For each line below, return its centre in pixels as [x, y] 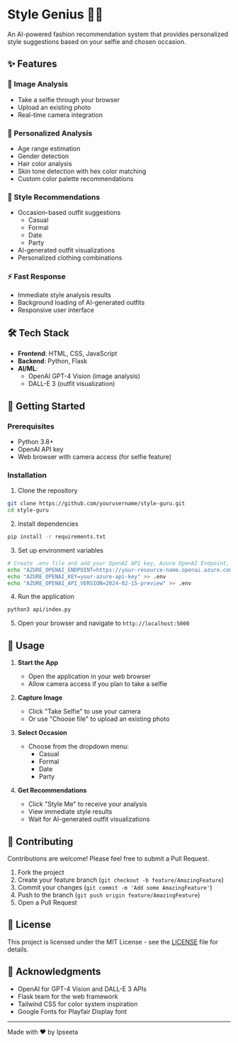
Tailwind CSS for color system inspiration [78, 1004]
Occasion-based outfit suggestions [69, 213]
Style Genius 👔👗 [56, 15]
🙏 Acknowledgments [54, 972]
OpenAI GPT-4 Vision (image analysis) [84, 376]
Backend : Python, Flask [52, 361]
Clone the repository [47, 491]
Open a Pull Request [47, 902]
